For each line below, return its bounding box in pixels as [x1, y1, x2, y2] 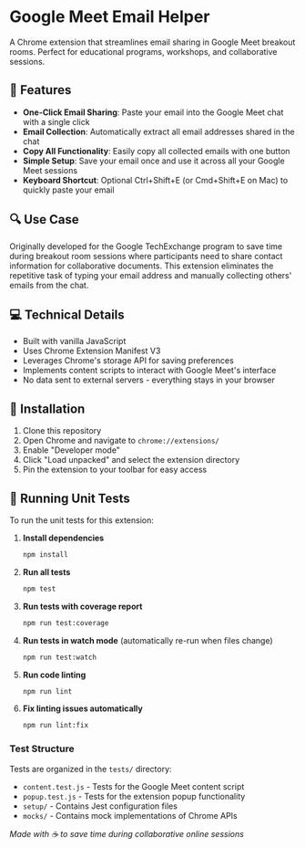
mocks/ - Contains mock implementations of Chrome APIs [22, 810, 239, 821]
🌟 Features [9, 82, 72, 98]
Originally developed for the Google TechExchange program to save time [9, 240, 283, 252]
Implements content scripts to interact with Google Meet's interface [22, 365, 277, 376]
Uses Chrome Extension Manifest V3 [22, 345, 161, 357]
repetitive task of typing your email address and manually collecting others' [9, 269, 292, 280]
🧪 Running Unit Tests [9, 490, 130, 506]
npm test [22, 584, 56, 593]
